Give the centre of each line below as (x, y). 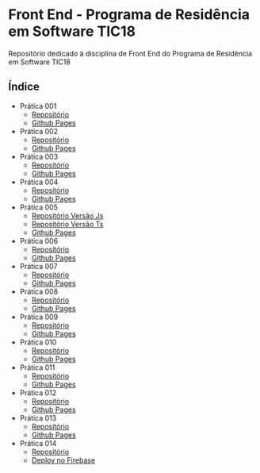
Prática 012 (38, 392)
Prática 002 (38, 131)
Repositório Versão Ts (67, 224)
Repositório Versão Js (67, 215)
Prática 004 (39, 182)
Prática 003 (39, 156)
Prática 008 (39, 291)
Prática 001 (38, 106)
